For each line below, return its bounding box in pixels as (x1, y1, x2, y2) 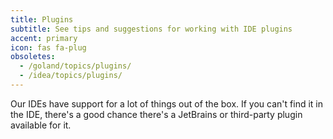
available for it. (10, 119, 72, 131)
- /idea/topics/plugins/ (19, 71, 123, 81)
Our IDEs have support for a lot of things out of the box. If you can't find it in (10, 97, 323, 110)
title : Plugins (10, 14, 74, 25)
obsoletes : (10, 52, 56, 62)
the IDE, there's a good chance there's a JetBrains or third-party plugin (10, 108, 303, 120)
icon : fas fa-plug (10, 42, 87, 53)
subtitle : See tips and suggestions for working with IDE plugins (10, 24, 293, 34)
